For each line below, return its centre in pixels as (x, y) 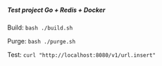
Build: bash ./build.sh (40, 27)
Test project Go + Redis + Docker (56, 10)
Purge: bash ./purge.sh (42, 41)
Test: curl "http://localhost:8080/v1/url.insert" (82, 54)
